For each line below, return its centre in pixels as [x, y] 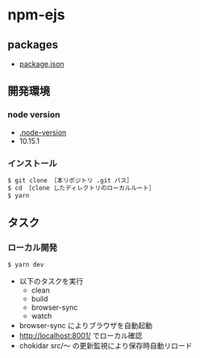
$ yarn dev [26, 265]
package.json [42, 64]
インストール [32, 163]
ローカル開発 [33, 248]
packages [33, 45]
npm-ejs [36, 15]
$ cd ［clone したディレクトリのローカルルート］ [81, 188]
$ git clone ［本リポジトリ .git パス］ [70, 180]
